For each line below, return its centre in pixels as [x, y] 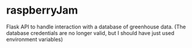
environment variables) [35, 39]
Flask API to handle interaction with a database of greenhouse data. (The [96, 27]
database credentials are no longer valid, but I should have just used [90, 33]
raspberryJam [42, 10]
